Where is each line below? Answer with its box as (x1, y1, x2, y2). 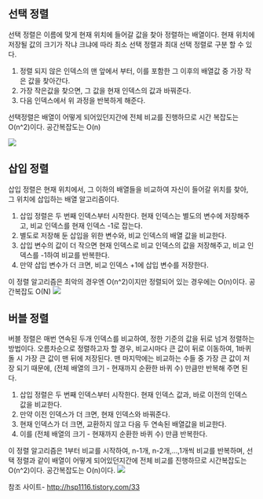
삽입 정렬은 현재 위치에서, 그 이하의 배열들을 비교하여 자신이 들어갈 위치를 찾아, (8, 184, 249, 194)
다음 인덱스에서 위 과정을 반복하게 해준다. (19, 95, 146, 105)
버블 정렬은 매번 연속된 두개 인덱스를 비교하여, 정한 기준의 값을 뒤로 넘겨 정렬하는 (8, 334, 255, 343)
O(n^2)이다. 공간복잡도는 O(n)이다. (8, 466, 116, 475)
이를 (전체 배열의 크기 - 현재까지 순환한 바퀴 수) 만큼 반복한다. (19, 429, 208, 438)
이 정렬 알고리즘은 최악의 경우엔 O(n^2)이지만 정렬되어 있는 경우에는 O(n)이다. (8, 277, 247, 286)
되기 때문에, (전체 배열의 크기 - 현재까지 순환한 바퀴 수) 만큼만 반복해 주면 (16, 364, 240, 373)
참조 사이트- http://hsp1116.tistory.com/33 (8, 482, 140, 492)
